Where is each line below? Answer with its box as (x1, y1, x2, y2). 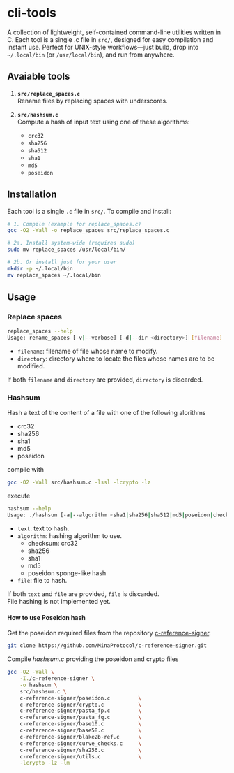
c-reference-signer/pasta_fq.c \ (19, 714, 141, 721)
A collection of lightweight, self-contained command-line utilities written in (7, 28, 221, 36)
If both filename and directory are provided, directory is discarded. (7, 375, 203, 384)
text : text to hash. (17, 524, 70, 533)
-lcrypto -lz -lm (19, 760, 70, 767)
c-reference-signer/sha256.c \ (19, 746, 141, 753)
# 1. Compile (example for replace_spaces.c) (7, 220, 141, 228)
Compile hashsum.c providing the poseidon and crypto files (7, 655, 179, 663)
